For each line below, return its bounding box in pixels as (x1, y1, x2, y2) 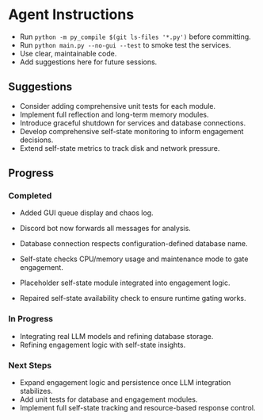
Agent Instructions (8, 6, 135, 24)
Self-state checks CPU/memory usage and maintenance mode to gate (19, 254, 249, 264)
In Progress (8, 314, 54, 325)
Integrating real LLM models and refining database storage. (19, 331, 214, 341)
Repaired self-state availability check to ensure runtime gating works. (19, 294, 247, 303)
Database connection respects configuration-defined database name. (19, 239, 248, 249)
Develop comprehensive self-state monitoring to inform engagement (19, 126, 244, 136)
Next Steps (8, 360, 52, 371)
